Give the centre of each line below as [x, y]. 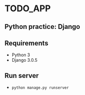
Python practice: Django [42, 27]
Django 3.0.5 [24, 60]
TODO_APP [28, 9]
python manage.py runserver [40, 88]
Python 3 [21, 55]
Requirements [26, 43]
